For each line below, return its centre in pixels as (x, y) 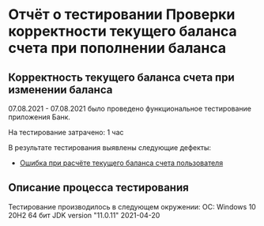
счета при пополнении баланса (117, 48)
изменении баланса (60, 90)
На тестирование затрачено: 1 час (66, 132)
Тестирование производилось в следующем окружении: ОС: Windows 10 (132, 206)
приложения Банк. (40, 117)
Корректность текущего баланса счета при (121, 77)
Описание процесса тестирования (99, 188)
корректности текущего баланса (123, 31)
